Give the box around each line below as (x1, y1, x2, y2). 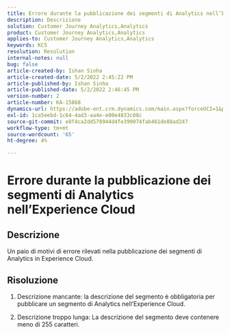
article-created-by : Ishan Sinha (7, 67, 103, 74)
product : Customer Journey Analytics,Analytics (7, 29, 146, 36)
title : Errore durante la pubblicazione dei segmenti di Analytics (7, 10, 204, 17)
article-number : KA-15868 (7, 99, 81, 106)
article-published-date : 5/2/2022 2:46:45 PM (7, 86, 139, 93)
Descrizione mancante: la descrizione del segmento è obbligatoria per (16, 292, 216, 300)
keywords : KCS (7, 42, 48, 49)
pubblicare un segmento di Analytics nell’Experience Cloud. (16, 299, 186, 308)
